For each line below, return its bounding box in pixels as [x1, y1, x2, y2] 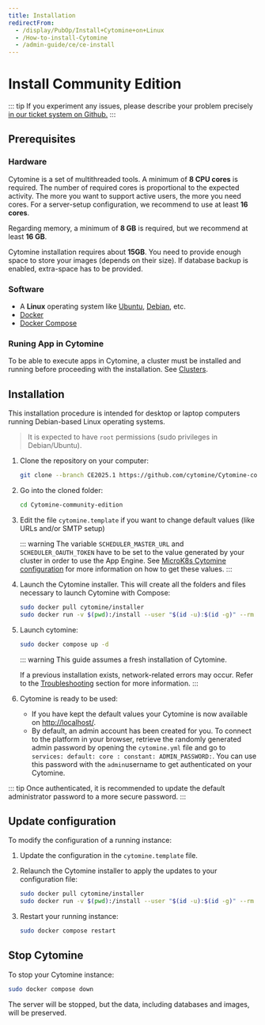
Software [8, 283, 45, 294]
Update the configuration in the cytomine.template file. [19, 851, 198, 860]
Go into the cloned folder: [19, 486, 104, 495]
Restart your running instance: [19, 912, 119, 921]
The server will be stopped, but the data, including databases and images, [8, 999, 250, 1009]
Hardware [8, 156, 47, 167]
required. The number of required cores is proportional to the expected [8, 183, 240, 192]
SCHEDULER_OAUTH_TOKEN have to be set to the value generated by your [19, 547, 245, 556]
